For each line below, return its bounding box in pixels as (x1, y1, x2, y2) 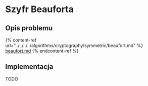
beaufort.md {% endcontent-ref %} (5, 48, 79, 54)
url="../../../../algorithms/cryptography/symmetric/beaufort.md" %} (5, 42, 143, 49)
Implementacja (5, 62, 54, 71)
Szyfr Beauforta (5, 4, 74, 15)
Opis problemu (5, 24, 53, 32)
